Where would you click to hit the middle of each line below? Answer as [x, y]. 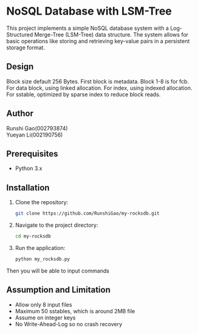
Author [20, 114]
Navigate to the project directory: [56, 225]
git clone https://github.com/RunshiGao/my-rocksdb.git [87, 214]
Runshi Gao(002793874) [37, 128]
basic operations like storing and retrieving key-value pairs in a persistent [98, 41]
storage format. [26, 48]
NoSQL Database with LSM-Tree [89, 11]
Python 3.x [29, 168]
